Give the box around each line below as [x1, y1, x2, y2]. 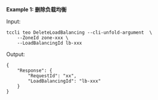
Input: [6, 18, 21, 25]
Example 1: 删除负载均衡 [6, 6, 67, 13]
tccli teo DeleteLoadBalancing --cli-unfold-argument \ [6, 30, 153, 36]
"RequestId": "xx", [28, 73, 77, 79]
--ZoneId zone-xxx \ [17, 35, 69, 41]
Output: [6, 51, 25, 58]
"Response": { [17, 67, 52, 73]
